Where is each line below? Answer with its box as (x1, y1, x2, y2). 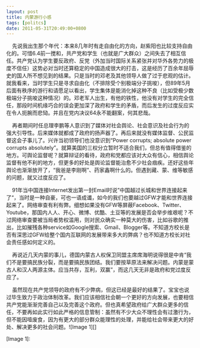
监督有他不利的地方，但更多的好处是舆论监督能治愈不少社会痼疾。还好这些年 (6, 159, 194, 167)
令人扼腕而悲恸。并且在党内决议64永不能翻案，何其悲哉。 (11, 109, 154, 117)
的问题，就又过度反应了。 (6, 174, 69, 181)
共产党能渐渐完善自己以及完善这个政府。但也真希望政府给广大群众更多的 (6, 301, 183, 308)
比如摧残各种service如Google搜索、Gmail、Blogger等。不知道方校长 (16, 224, 185, 231)
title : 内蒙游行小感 (6, 14, 52, 20)
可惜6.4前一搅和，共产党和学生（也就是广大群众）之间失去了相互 (21, 50, 182, 57)
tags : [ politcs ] (6, 20, 46, 26)
